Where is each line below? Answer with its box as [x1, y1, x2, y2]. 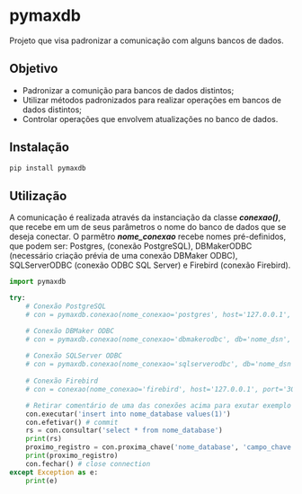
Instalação [9, 140, 70, 155]
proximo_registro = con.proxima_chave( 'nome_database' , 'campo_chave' [25, 443, 296, 452]
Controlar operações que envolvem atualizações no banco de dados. [22, 113, 279, 124]
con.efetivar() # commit [25, 418, 119, 427]
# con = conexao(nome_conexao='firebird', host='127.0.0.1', [25, 384, 259, 393]
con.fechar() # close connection [25, 459, 151, 468]
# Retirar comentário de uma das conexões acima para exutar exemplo [25, 401, 292, 410]
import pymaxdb [9, 278, 67, 287]
